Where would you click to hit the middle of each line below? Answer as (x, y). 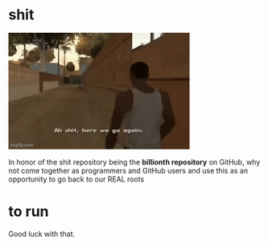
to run (29, 212)
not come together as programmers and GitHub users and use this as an (128, 170)
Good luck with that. (42, 234)
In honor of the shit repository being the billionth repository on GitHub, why (134, 161)
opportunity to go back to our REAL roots (76, 179)
